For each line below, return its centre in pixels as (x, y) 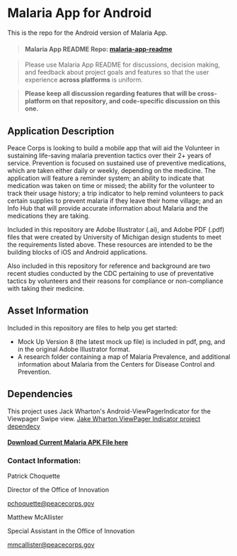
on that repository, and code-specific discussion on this (136, 101)
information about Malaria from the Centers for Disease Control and (116, 364)
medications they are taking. (49, 216)
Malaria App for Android (80, 13)
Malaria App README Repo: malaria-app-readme (98, 49)
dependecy (24, 426)
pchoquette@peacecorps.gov (51, 504)
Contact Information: (44, 461)
